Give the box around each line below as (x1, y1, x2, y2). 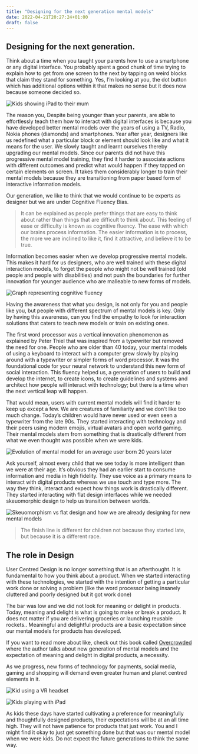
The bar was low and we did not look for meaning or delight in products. (6, 603, 181, 609)
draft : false (6, 20, 38, 25)
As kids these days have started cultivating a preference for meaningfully (6, 710, 184, 717)
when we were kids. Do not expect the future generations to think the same (6, 735, 189, 742)
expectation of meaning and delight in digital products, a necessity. (6, 652, 169, 658)
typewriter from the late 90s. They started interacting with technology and (6, 418, 186, 425)
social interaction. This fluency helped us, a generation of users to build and (6, 369, 191, 376)
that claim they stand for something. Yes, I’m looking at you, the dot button (6, 76, 187, 83)
